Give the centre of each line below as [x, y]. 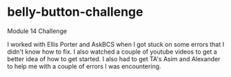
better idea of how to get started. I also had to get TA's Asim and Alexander [114, 58]
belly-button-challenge [75, 12]
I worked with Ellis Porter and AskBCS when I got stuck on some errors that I [116, 44]
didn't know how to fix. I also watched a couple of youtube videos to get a [112, 52]
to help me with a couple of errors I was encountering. [84, 66]
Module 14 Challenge [37, 31]
